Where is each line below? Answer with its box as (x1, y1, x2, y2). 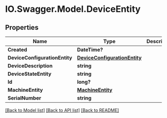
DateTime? (77, 46, 103, 53)
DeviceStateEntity (7, 70, 52, 77)
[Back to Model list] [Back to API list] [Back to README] (5, 108, 119, 113)
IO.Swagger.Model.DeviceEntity (5, 3, 141, 15)
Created (7, 46, 27, 53)
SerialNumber (7, 95, 41, 101)
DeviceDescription (7, 62, 53, 69)
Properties (5, 23, 39, 32)
